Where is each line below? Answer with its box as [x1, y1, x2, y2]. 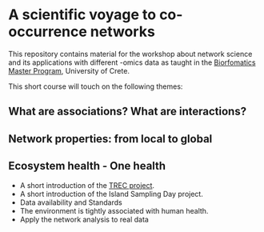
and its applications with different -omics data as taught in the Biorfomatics [8, 58, 256, 67]
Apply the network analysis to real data [19, 214, 150, 224]
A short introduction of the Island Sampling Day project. [19, 189, 204, 198]
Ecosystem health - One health [8, 159, 166, 173]
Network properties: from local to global [8, 132, 213, 146]
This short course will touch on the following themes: [8, 82, 183, 91]
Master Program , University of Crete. [8, 66, 130, 75]
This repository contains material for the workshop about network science [8, 49, 253, 58]
